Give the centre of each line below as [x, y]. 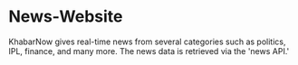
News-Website [66, 17]
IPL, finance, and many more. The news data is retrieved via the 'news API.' [149, 51]
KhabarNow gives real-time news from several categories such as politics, [147, 42]
